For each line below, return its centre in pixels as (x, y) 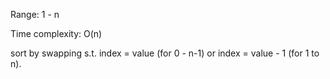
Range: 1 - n (35, 14)
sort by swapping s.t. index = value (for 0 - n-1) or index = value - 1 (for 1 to (165, 53)
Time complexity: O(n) (56, 33)
